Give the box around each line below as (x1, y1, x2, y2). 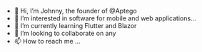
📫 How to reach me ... (14, 37, 81, 45)
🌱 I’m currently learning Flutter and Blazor (14, 22, 137, 30)
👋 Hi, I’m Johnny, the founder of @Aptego (14, 7, 137, 15)
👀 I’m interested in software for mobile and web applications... (14, 14, 196, 22)
